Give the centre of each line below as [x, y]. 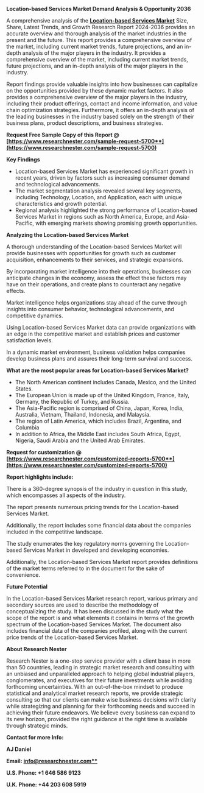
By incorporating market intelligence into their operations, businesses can [99, 271]
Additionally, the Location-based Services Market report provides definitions [102, 562]
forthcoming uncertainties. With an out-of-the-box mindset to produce [95, 687]
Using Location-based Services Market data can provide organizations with [101, 327]
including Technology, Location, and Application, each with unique [99, 197]
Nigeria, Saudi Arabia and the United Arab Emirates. [80, 440]
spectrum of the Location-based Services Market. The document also [94, 624]
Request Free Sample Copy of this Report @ [63, 135]
